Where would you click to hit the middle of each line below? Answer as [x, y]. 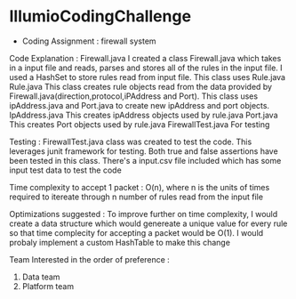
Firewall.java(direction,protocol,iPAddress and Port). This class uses [134, 96]
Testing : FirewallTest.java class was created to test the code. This [131, 141]
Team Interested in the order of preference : [90, 259]
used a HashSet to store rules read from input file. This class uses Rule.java [148, 77]
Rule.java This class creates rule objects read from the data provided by [141, 86]
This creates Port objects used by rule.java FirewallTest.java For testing [140, 124]
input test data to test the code [65, 170]
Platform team [48, 286]
